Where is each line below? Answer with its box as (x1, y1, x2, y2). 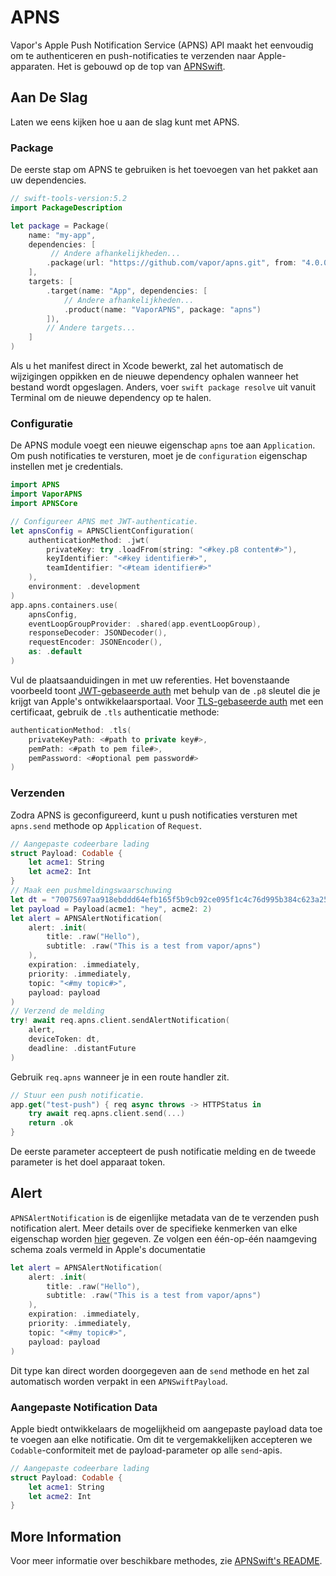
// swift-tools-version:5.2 (10, 194, 128, 204)
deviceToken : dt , (28, 1034, 101, 1045)
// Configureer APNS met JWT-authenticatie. (10, 516, 199, 526)
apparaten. (10, 60, 56, 72)
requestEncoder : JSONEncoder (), (28, 637, 163, 648)
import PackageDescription (10, 202, 123, 213)
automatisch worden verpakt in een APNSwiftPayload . (10, 1375, 228, 1387)
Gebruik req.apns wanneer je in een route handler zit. (10, 1071, 230, 1083)
